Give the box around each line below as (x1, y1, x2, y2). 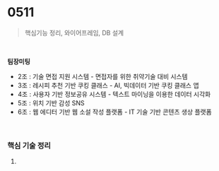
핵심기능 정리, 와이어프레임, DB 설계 (24, 28, 124, 37)
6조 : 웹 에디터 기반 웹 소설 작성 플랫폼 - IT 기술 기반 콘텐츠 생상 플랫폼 (17, 107, 212, 116)
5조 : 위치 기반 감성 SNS (17, 98, 85, 107)
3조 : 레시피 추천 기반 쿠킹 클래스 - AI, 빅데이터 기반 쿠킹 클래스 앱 (17, 81, 199, 89)
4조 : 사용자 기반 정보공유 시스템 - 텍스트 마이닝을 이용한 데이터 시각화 (17, 90, 211, 98)
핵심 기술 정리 (7, 141, 52, 151)
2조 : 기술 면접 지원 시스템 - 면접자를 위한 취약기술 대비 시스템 (17, 72, 189, 81)
